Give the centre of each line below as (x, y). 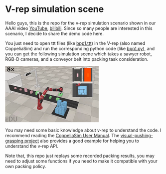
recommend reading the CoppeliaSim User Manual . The (62, 135)
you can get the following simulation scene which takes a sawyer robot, (79, 54)
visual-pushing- (137, 135)
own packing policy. (26, 166)
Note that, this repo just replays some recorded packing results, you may (80, 156)
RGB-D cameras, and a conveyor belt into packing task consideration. (77, 59)
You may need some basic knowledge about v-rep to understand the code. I (83, 130)
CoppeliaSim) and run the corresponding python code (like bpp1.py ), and (80, 48)
